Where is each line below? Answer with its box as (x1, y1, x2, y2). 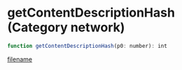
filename (7, 55, 33, 63)
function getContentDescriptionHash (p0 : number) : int (7, 42, 168, 49)
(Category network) (7, 19, 125, 35)
